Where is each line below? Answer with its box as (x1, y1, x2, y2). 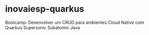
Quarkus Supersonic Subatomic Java (5, 24, 80, 30)
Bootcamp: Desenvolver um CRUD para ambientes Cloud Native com (5, 19, 145, 25)
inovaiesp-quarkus (5, 3, 84, 15)
